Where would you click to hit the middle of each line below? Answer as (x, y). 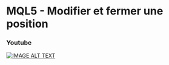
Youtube (19, 43)
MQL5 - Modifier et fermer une (85, 11)
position (27, 24)
